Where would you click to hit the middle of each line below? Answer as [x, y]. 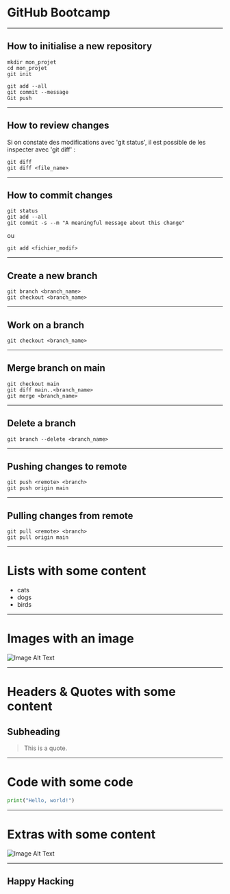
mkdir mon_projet [32, 62]
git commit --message [38, 92]
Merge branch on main [56, 368]
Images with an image [71, 639]
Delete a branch [42, 423]
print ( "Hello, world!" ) [41, 801]
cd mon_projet [27, 68]
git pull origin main [38, 537]
